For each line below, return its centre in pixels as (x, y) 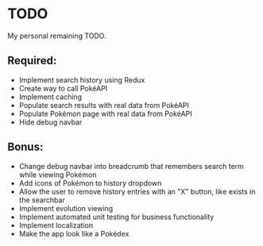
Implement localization (56, 225)
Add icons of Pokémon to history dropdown (90, 183)
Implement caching (50, 97)
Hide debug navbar (50, 122)
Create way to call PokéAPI (63, 88)
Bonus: (25, 147)
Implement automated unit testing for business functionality (116, 217)
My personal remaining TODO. (57, 36)
